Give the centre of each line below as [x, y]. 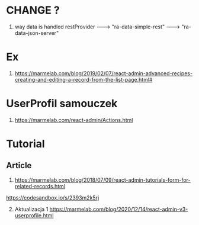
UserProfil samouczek [62, 104]
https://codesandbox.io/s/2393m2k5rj [53, 197]
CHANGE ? [33, 10]
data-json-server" [37, 33]
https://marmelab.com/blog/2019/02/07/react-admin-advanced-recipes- [104, 73]
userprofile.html [34, 215]
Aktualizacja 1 [31, 209]
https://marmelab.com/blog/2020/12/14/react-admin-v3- [119, 209]
